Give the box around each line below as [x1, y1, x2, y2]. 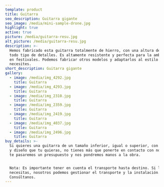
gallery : [5, 71, 23, 76]
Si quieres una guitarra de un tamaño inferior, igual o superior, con [9, 144, 159, 148]
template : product [5, 7, 42, 12]
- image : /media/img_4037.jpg [9, 121, 71, 125]
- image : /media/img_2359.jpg [9, 103, 71, 107]
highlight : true [5, 25, 38, 30]
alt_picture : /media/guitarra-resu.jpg [5, 39, 86, 44]
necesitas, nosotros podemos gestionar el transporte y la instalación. [9, 170, 161, 175]
